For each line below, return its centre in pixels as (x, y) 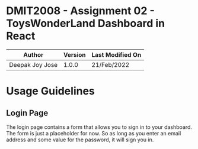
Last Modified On (116, 54)
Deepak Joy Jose (33, 64)
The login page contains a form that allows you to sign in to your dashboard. (99, 127)
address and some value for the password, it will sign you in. (80, 140)
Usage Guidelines (50, 91)
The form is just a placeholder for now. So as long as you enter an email (94, 133)
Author (33, 54)
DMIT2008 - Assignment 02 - (81, 11)
